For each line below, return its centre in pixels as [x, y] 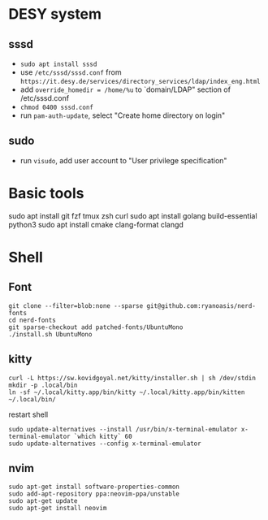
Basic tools [46, 193]
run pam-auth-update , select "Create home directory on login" [123, 115]
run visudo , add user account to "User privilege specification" [123, 160]
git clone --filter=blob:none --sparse [76, 305]
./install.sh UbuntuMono [50, 334]
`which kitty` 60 [103, 436]
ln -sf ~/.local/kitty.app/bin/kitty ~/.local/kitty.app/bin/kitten [127, 392]
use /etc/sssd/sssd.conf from [71, 72]
